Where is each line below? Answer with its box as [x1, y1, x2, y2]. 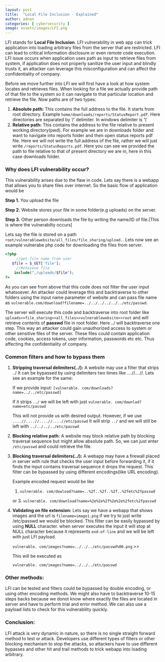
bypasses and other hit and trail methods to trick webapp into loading [5, 646, 147, 652]
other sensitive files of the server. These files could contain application [5, 330, 150, 336]
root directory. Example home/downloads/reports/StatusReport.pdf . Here [12, 111, 161, 117]
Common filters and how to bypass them [5, 353, 105, 360]
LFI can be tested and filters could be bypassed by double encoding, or [5, 586, 151, 591]
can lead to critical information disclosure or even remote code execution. [5, 50, 156, 56]
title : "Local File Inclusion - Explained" [5, 12, 99, 17]
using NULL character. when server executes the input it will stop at [12, 523, 151, 529]
